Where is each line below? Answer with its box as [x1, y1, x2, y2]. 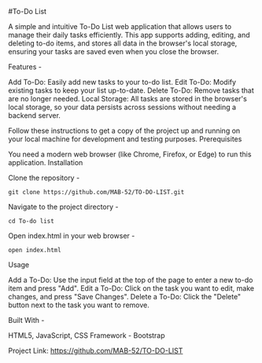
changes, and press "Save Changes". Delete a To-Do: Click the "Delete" [8, 292, 242, 301]
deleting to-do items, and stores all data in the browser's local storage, [8, 38, 238, 48]
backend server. [8, 111, 61, 120]
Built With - [8, 316, 45, 324]
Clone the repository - [8, 173, 80, 182]
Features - [8, 62, 42, 71]
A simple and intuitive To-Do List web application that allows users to [8, 22, 232, 31]
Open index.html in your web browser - [8, 231, 135, 240]
